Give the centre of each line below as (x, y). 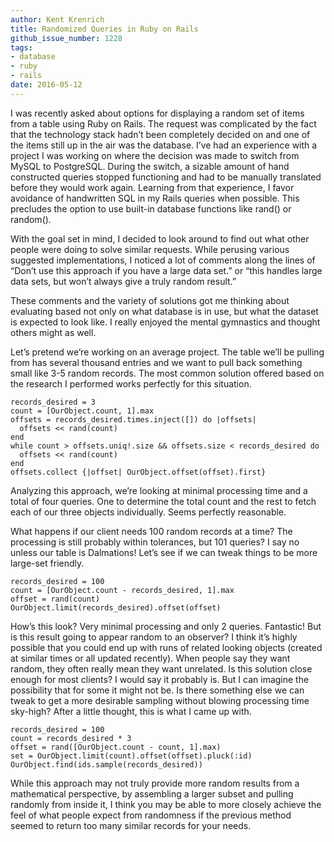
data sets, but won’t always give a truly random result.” (123, 281)
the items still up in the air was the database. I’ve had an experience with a (164, 145)
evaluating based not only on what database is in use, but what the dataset (164, 311)
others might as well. (53, 332)
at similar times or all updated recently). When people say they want (150, 658)
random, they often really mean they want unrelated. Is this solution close (161, 668)
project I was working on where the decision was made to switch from (155, 155)
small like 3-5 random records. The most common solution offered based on (167, 373)
